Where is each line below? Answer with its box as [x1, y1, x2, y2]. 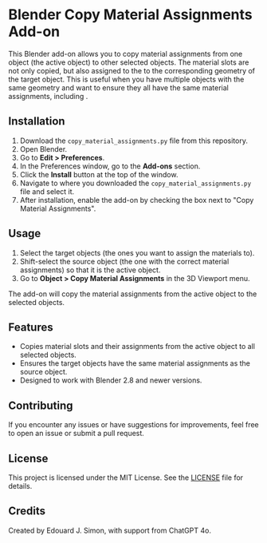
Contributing [8, 398, 73, 412]
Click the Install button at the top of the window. [19, 169, 179, 179]
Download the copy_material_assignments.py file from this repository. [19, 136, 249, 145]
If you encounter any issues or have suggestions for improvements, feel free [8, 420, 259, 430]
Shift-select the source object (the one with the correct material [19, 256, 230, 266]
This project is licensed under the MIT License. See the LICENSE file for [8, 473, 244, 482]
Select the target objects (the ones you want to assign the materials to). [19, 248, 255, 257]
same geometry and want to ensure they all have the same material [8, 82, 229, 93]
